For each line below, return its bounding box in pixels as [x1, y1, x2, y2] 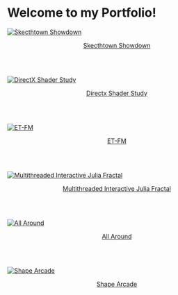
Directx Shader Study [86, 89, 148, 97]
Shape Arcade [96, 280, 138, 288]
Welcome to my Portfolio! [7, 5, 156, 21]
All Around [102, 232, 132, 240]
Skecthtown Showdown [83, 41, 151, 49]
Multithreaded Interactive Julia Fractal [62, 184, 172, 192]
